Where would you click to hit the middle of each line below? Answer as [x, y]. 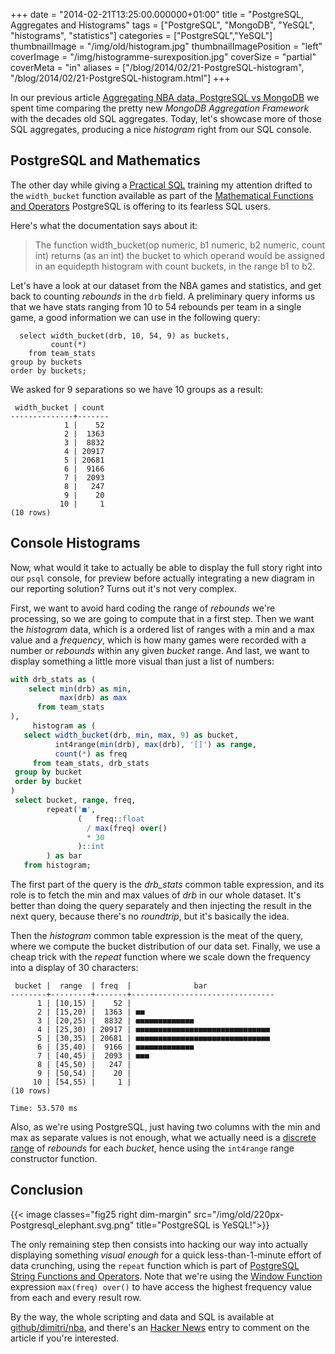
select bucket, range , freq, [75, 800]
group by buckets [46, 362]
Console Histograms [75, 543]
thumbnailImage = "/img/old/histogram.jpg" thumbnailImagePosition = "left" [166, 46]
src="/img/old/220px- [239, 1214]
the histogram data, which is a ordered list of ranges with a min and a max [163, 629]
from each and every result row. [76, 1297]
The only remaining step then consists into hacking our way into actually [159, 1244]
